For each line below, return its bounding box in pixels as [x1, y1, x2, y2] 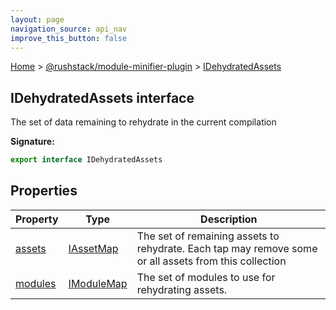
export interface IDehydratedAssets [10, 155, 163, 165]
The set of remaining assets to [136, 229, 280, 243]
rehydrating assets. [136, 282, 228, 296]
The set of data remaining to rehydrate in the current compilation [10, 116, 277, 128]
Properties [10, 182, 78, 200]
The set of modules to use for [136, 270, 276, 284]
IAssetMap [68, 241, 119, 255]
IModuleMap [68, 276, 128, 290]
